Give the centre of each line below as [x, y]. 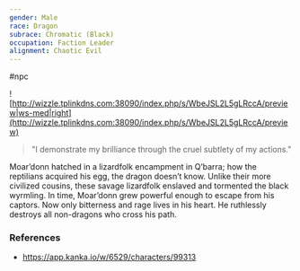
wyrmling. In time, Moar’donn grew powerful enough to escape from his [142, 196]
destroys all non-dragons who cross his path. [93, 214]
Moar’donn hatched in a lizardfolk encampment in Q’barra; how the [133, 167]
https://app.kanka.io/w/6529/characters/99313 [109, 258]
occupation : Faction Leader [62, 43]
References [35, 238]
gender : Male [34, 17]
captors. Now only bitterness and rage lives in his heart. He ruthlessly [138, 205]
